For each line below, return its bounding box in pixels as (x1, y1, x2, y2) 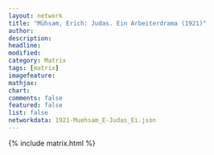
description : (8, 34, 52, 43)
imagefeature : (8, 71, 56, 80)
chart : (8, 86, 31, 95)
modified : (8, 49, 42, 57)
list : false (8, 109, 48, 117)
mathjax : (8, 79, 38, 87)
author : (8, 27, 35, 35)
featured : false (8, 101, 63, 109)
